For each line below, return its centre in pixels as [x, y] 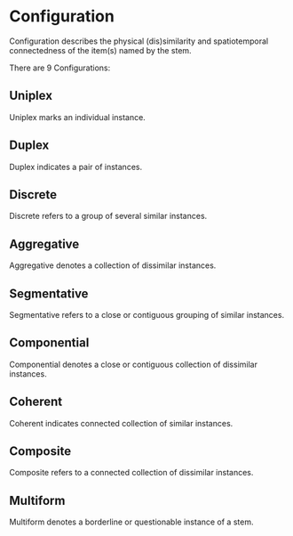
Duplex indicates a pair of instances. [76, 166]
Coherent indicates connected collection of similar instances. [121, 423]
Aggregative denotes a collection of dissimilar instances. [113, 265]
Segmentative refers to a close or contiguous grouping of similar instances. [147, 315]
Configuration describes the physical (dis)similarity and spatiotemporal [139, 41]
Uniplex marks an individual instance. [78, 117]
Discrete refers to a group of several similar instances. [108, 216]
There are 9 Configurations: [60, 68]
